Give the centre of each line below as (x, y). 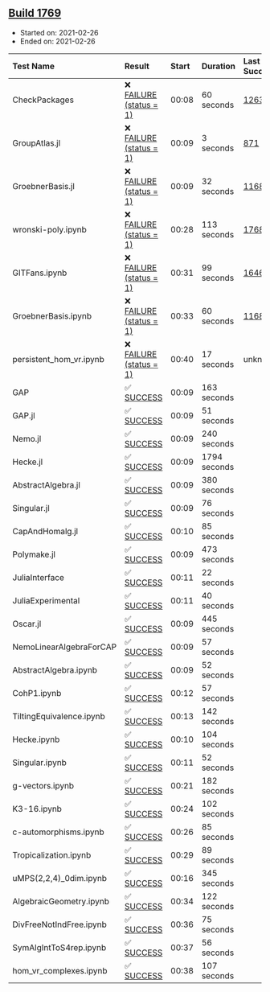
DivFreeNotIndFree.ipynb (59, 924)
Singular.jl (31, 508)
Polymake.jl (34, 554)
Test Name (33, 66)
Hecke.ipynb (36, 739)
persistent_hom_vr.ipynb (58, 359)
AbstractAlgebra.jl (46, 484)
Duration (218, 66)
